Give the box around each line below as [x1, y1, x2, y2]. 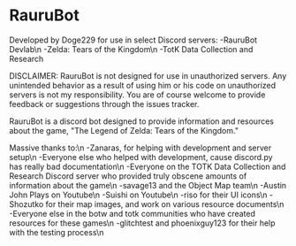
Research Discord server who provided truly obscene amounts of [9, 170, 247, 181]
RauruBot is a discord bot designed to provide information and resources [9, 116, 274, 127]
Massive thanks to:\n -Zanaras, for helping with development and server [9, 142, 272, 153]
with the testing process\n [9, 227, 104, 237]
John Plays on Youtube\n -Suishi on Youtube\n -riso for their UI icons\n [9, 189, 268, 200]
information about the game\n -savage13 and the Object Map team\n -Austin [9, 180, 287, 190]
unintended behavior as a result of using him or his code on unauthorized [9, 80, 277, 90]
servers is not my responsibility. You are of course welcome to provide [9, 89, 266, 100]
